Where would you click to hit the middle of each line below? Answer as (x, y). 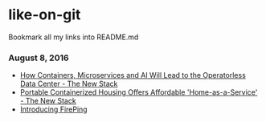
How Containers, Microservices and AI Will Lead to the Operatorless (133, 75)
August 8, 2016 (39, 58)
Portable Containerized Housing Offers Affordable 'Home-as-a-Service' (139, 92)
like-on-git (45, 15)
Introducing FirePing (53, 109)
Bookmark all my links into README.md (74, 37)
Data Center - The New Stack (69, 84)
